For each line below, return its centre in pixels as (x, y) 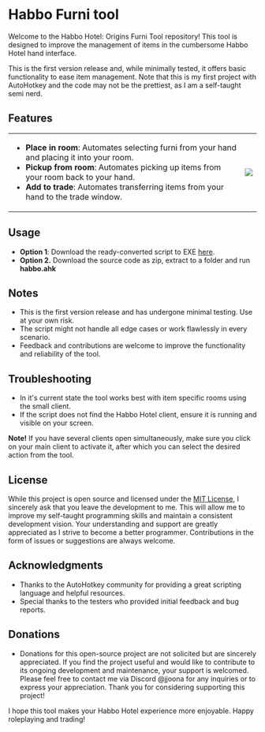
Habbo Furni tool (64, 15)
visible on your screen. (57, 423)
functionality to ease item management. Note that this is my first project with (132, 77)
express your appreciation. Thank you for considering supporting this (132, 687)
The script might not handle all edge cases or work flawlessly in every (133, 329)
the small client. (45, 406)
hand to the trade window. (74, 196)
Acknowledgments (56, 566)
